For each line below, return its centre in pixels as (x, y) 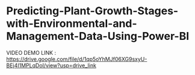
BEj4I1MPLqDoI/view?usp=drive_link (51, 65)
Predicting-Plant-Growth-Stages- (92, 11)
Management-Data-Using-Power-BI (98, 36)
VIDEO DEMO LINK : (31, 52)
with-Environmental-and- (72, 24)
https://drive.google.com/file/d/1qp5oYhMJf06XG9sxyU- (77, 59)
